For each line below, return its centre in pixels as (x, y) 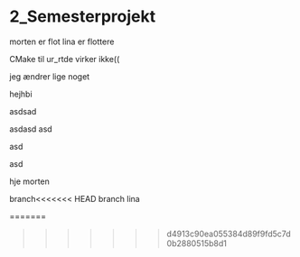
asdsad (23, 111)
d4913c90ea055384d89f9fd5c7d (229, 234)
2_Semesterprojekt (83, 17)
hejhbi (21, 94)
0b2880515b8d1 (197, 243)
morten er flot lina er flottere (62, 41)
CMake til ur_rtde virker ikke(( (65, 59)
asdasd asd (31, 129)
